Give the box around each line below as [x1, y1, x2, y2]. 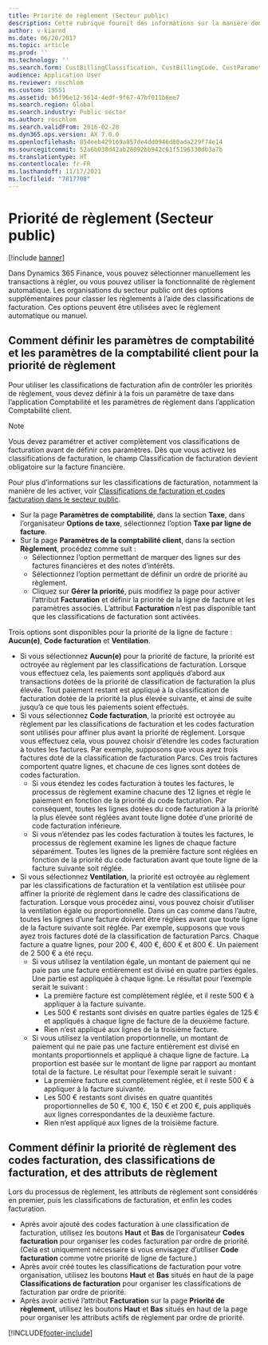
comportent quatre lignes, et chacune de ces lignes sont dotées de [19, 761, 241, 771]
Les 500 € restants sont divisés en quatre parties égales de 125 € [43, 1007, 259, 1017]
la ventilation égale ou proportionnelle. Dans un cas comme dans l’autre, [19, 906, 258, 915]
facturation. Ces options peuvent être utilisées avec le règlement [8, 302, 221, 311]
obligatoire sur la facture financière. [8, 462, 126, 471]
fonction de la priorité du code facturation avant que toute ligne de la [31, 855, 258, 864]
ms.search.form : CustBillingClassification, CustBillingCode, [8, 64, 219, 72]
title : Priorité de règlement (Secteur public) [8, 11, 170, 20]
